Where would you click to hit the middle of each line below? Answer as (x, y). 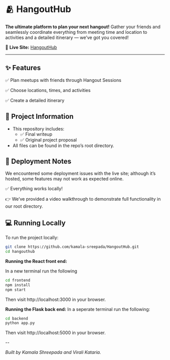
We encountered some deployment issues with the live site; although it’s (80, 173)
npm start (16, 290)
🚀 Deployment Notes (38, 161)
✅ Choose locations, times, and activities (48, 90)
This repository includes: (38, 128)
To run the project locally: (32, 238)
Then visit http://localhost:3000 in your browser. (56, 299)
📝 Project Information (39, 117)
